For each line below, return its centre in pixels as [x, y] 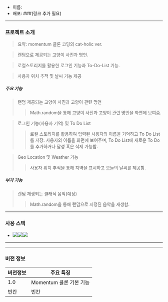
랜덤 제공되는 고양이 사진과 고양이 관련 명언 [59, 102]
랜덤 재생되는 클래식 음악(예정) [47, 194]
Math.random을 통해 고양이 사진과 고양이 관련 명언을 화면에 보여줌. [95, 113]
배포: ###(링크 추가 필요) [37, 14]
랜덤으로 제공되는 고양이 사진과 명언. [53, 55]
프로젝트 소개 [20, 33]
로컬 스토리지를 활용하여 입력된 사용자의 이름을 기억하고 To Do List [95, 134]
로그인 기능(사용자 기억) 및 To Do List [54, 123]
